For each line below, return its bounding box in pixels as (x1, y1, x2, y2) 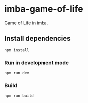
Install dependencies (4, 34, 71, 43)
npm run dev (4, 71, 29, 76)
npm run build (4, 93, 34, 98)
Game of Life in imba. (4, 20, 48, 26)
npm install (4, 47, 29, 53)
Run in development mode (4, 59, 69, 66)
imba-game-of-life (4, 3, 83, 15)
